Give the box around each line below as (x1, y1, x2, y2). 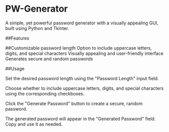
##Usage (5, 65, 25, 72)
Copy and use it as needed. (5, 121, 63, 127)
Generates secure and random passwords (5, 55, 93, 61)
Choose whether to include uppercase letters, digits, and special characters (5, 85, 164, 91)
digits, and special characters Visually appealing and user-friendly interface (5, 50, 164, 56)
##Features (5, 35, 29, 41)
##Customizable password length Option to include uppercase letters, (5, 45, 152, 51)
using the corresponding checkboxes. (5, 90, 85, 96)
